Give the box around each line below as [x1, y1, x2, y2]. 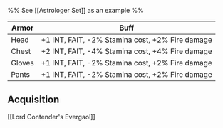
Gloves [11, 58, 34, 68]
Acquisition [7, 94, 60, 106]
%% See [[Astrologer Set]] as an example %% [7, 6, 144, 14]
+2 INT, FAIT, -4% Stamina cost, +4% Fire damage [41, 46, 212, 56]
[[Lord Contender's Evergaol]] [7, 112, 96, 121]
